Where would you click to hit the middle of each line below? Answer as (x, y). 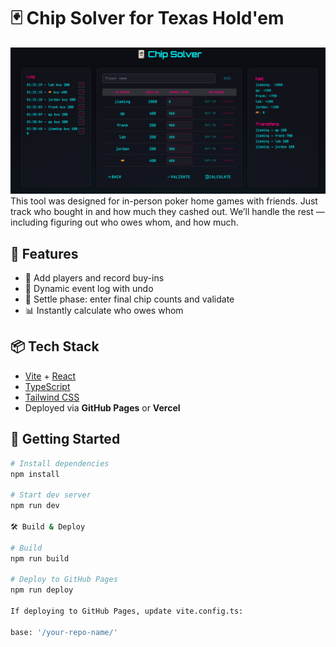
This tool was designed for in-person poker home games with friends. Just (164, 201)
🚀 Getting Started (65, 439)
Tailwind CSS (52, 397)
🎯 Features (44, 253)
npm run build (40, 558)
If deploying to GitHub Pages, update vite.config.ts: (127, 611)
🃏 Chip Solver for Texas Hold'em (147, 18)
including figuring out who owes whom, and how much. (124, 222)
